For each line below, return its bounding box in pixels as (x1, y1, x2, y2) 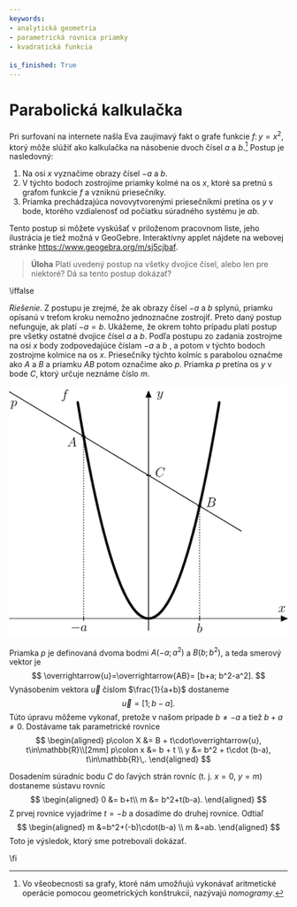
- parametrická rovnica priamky (9, 33, 128, 42)
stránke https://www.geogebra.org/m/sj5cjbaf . (9, 242, 179, 252)
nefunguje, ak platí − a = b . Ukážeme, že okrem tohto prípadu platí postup (9, 321, 278, 332)
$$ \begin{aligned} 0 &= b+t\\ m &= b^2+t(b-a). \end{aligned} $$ (30, 795, 267, 805)
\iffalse (9, 286, 34, 296)
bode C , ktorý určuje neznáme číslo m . (9, 368, 150, 380)
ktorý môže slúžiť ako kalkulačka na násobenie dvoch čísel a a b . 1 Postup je (9, 140, 285, 152)
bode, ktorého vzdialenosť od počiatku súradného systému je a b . (21, 206, 260, 217)
